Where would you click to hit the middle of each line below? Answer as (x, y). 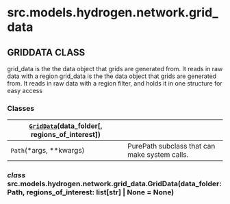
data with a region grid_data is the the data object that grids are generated (112, 76)
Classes (21, 108)
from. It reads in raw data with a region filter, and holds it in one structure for (115, 83)
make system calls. (158, 155)
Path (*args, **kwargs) (48, 151)
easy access (25, 91)
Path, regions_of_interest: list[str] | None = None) (91, 192)
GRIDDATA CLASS (46, 52)
